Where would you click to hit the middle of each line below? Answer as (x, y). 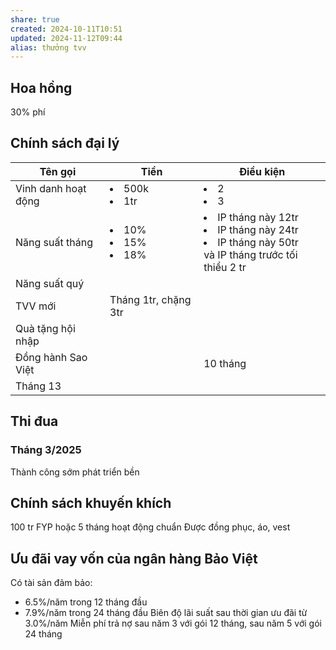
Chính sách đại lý (65, 143)
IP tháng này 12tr (258, 217)
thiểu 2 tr (225, 267)
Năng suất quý (50, 283)
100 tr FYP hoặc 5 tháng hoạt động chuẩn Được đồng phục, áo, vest (150, 527)
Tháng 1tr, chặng (150, 299)
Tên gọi (58, 171)
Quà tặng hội (45, 328)
